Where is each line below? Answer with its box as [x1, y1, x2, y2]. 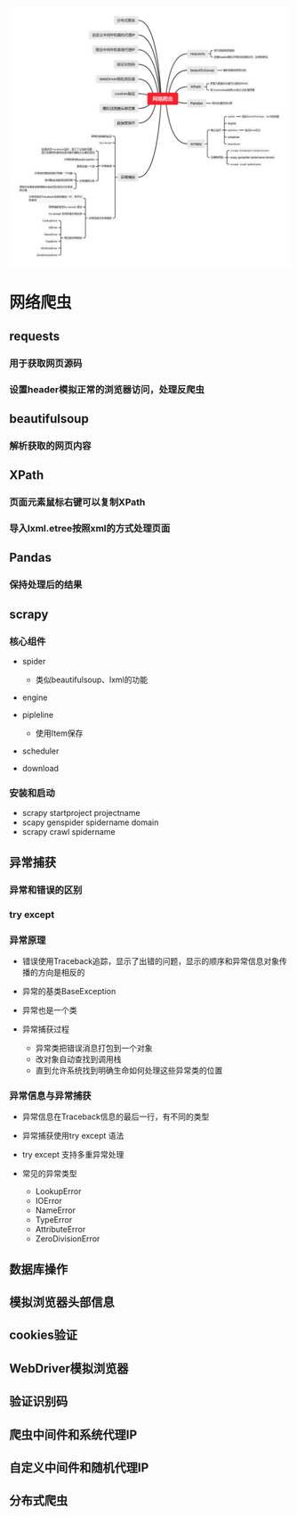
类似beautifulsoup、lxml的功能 [35, 674, 148, 685]
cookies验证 [9, 1328, 78, 1343]
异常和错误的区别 [9, 884, 83, 896]
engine [21, 692, 48, 703]
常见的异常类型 [21, 1168, 77, 1179]
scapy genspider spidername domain [21, 817, 159, 828]
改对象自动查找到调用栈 [35, 1053, 122, 1064]
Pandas [9, 550, 52, 565]
